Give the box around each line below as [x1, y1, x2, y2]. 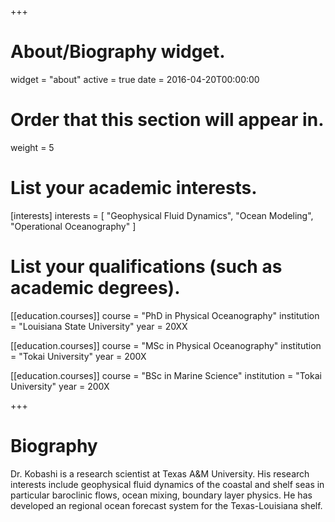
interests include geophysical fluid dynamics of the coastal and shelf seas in [10, 478, 325, 490]
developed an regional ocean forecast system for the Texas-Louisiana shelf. [10, 499, 323, 511]
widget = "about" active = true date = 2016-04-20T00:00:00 [10, 73, 260, 85]
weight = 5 [10, 141, 55, 153]
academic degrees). [10, 277, 181, 299]
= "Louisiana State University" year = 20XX [10, 320, 188, 332]
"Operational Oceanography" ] [10, 220, 137, 232]
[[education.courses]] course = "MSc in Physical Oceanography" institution [10, 339, 322, 351]
